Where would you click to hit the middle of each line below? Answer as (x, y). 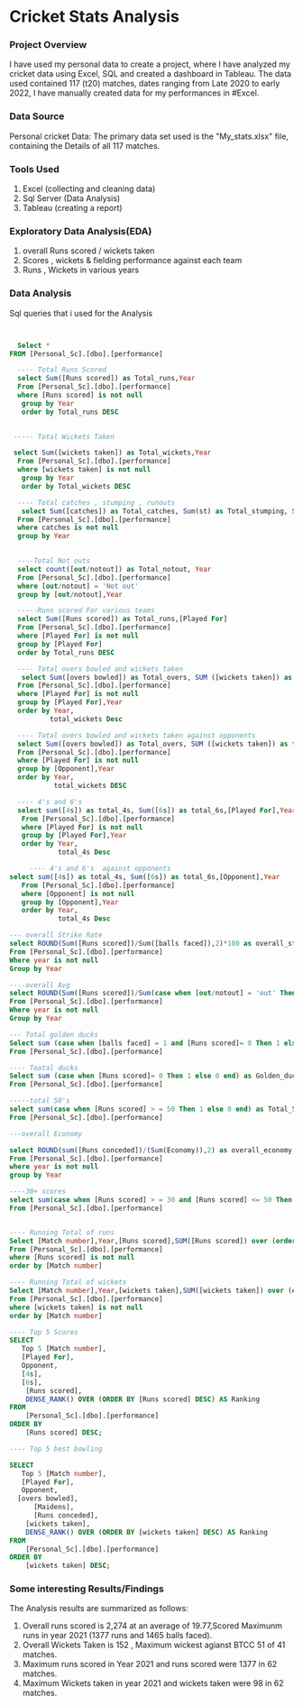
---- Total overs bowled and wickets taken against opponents (137, 735)
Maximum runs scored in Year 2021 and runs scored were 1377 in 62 (150, 1664)
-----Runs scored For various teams (86, 610)
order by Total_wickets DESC (76, 486)
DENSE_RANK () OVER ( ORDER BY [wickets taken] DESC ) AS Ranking (147, 1532)
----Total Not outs (54, 561)
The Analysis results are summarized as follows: (99, 1609)
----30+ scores (38, 1192)
